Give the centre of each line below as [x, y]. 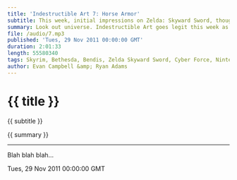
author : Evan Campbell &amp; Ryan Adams [68, 66]
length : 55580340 [33, 54]
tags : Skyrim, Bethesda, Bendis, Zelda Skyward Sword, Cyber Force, [110, 60]
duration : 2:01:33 [34, 47]
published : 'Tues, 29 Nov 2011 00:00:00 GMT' [75, 40]
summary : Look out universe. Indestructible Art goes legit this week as [118, 27]
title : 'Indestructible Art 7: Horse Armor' [74, 14]
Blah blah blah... [31, 155]
